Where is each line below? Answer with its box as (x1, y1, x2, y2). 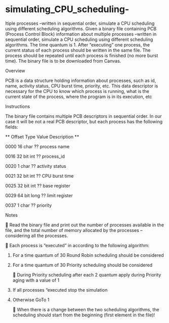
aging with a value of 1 (12, 277, 60, 283)
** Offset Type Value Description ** (5, 133, 79, 140)
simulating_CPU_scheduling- (5, 4, 130, 15)
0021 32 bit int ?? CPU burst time (5, 173, 74, 179)
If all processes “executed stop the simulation (12, 287, 108, 293)
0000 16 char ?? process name (5, 143, 70, 150)
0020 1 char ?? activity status (5, 163, 67, 169)
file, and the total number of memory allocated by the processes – (5, 227, 143, 233)
